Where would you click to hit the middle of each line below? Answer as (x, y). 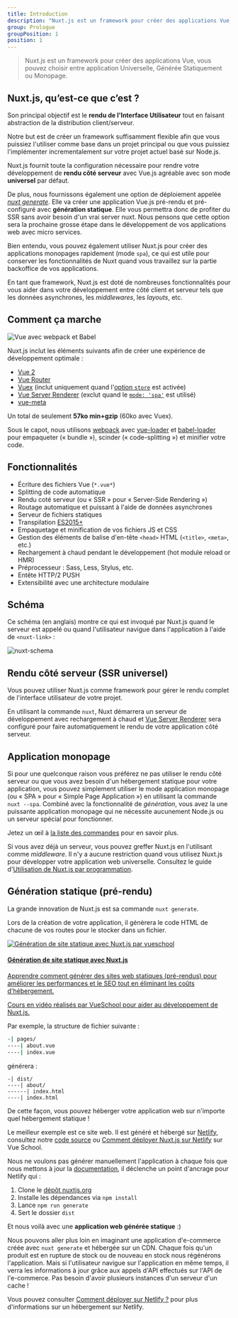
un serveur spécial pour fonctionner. (60, 819)
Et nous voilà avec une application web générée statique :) (95, 1226)
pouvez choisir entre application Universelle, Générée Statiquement (123, 68)
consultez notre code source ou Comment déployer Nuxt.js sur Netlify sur (115, 1140)
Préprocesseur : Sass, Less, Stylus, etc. (75, 567)
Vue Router (34, 379)
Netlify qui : (24, 1176)
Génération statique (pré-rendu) (80, 892)
